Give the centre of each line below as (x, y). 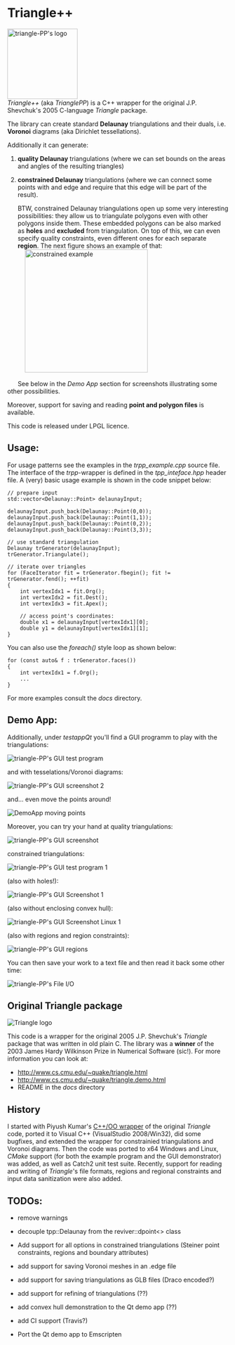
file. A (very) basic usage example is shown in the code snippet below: (109, 480)
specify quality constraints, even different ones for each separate (112, 238)
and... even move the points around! (59, 799)
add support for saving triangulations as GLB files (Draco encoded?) (116, 1280)
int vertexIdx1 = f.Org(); (59, 672)
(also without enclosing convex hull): (60, 908)
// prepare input (33, 493)
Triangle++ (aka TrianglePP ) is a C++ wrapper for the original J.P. (102, 103)
